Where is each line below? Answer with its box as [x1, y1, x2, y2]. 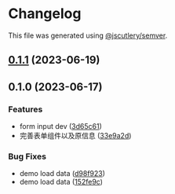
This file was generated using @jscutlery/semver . [8, 31, 168, 40]
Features [8, 104, 43, 115]
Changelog [8, 5, 82, 23]
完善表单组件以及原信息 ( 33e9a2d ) [19, 131, 132, 141]
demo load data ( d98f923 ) [19, 169, 106, 178]
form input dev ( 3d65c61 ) [19, 122, 102, 131]
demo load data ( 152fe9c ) [19, 178, 104, 187]
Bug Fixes [8, 151, 47, 162]
